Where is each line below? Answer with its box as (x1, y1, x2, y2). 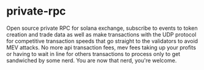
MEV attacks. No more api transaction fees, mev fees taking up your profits (6, 44, 196, 51)
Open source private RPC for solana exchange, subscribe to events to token (6, 24, 198, 32)
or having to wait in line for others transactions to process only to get (6, 50, 181, 57)
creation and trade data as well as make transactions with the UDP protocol (6, 30, 197, 38)
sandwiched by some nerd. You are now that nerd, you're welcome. (6, 57, 177, 64)
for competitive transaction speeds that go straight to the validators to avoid (6, 37, 198, 44)
